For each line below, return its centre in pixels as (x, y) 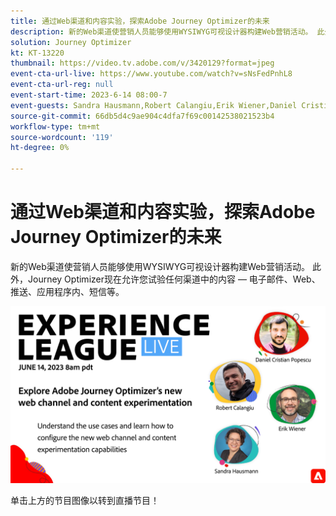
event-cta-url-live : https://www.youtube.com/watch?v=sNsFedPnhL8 (151, 74)
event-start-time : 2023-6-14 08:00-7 (89, 95)
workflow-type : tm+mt (55, 126)
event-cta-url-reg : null (62, 85)
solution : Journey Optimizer (71, 42)
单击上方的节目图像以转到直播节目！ (85, 501)
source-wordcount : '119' (62, 137)
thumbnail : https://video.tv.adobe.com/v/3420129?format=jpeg (142, 63)
